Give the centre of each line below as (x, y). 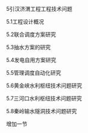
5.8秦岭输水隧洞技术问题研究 (42, 111)
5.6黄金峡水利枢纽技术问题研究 (44, 85)
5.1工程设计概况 (25, 22)
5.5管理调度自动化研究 (34, 73)
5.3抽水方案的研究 (28, 47)
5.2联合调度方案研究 (31, 34)
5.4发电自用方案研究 (31, 60)
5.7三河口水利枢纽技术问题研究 (44, 98)
